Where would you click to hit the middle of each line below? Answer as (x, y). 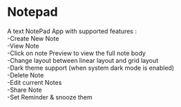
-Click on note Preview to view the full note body (77, 53)
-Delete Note (26, 75)
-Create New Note (33, 38)
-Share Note (25, 90)
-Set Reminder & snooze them (50, 97)
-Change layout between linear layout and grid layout (83, 60)
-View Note (23, 46)
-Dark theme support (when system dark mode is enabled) (91, 68)
